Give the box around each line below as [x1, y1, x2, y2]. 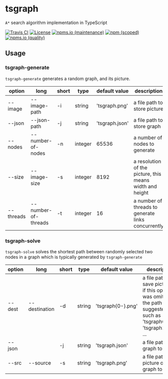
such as [142, 311, 161, 318]
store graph [133, 123, 161, 130]
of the [133, 164, 147, 171]
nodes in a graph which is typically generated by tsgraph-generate [5, 254, 142, 260]
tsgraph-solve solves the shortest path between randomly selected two [5, 248, 153, 254]
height [133, 189, 148, 196]
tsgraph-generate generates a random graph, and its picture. [5, 76, 130, 82]
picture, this [133, 170, 161, 177]
